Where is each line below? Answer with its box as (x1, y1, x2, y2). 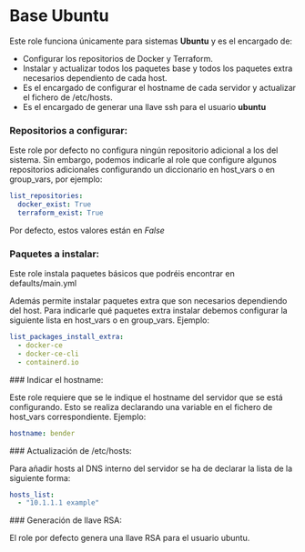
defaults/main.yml (9, 278, 77, 289)
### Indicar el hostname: (9, 374, 104, 385)
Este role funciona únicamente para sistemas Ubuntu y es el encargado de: (9, 35, 293, 46)
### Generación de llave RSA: (9, 515, 123, 526)
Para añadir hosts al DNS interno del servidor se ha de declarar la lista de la (9, 463, 293, 474)
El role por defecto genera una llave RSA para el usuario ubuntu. (9, 533, 250, 544)
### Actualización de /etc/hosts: (9, 445, 132, 456)
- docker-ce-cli (17, 349, 79, 358)
